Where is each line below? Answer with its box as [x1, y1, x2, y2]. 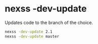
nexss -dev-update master [5, 33, 59, 39]
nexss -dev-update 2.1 [5, 29, 53, 34]
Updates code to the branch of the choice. [5, 19, 93, 25]
